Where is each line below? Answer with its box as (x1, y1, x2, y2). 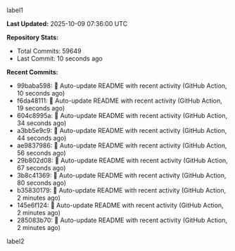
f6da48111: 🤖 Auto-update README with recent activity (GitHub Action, (16, 96, 222, 105)
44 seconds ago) (16, 134, 67, 142)
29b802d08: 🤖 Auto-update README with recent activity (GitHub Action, (16, 156, 228, 165)
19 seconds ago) (16, 104, 65, 112)
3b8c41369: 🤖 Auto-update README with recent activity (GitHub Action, (16, 172, 227, 179)
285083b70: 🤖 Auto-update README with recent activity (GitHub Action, (16, 216, 228, 224)
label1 (6, 6, 24, 14)
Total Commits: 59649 (16, 47, 82, 55)
